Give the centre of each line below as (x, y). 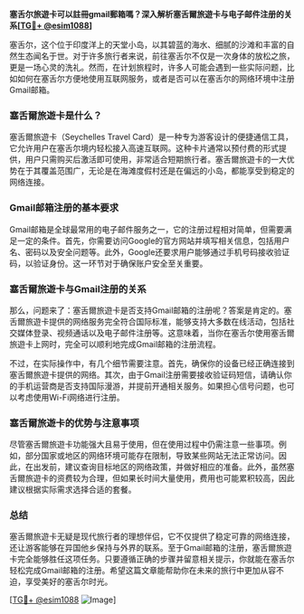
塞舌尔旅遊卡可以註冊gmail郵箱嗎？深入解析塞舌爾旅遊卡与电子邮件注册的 (147, 14)
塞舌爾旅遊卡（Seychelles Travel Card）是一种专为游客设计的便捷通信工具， (152, 137)
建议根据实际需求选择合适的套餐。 (73, 490)
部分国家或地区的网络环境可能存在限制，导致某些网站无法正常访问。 (152, 456)
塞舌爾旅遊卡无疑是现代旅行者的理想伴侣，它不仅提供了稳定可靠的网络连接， (152, 536)
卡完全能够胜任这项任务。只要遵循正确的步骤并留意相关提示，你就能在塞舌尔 (152, 559)
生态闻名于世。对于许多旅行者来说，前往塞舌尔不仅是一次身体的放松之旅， (156, 56)
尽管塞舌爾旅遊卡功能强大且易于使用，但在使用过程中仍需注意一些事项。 (144, 444)
